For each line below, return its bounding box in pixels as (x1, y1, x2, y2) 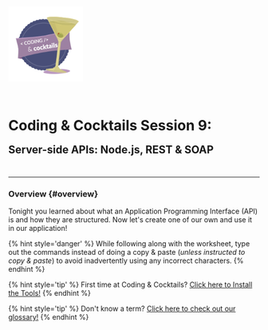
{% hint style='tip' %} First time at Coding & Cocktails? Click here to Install (8, 280, 253, 289)
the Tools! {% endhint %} (8, 288, 92, 298)
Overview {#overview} (8, 188, 98, 199)
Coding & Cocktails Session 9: (8, 117, 212, 134)
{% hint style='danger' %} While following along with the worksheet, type (8, 239, 250, 248)
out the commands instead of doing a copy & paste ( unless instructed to (8, 248, 246, 257)
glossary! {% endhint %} (8, 312, 89, 322)
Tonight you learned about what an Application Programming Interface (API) (8, 206, 258, 217)
